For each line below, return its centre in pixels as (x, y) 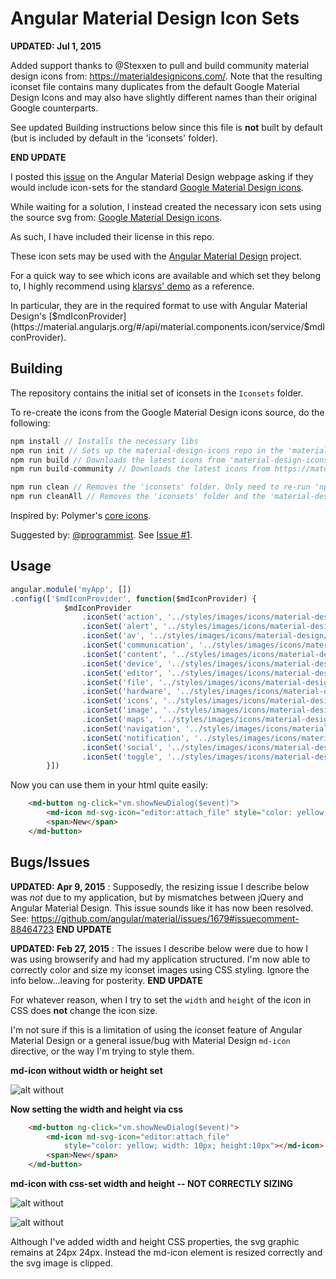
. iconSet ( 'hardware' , (126, 692)
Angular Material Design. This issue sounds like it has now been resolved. (162, 908)
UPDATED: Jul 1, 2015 (56, 46)
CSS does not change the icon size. (84, 1010)
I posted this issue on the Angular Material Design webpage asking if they (162, 176)
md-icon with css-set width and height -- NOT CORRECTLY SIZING (152, 1183)
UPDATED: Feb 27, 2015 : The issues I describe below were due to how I (159, 948)
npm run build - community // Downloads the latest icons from (140, 469)
